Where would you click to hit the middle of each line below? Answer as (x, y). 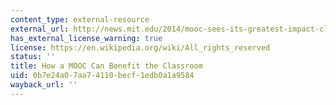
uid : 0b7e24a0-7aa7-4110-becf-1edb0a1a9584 (102, 76)
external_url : (40, 29)
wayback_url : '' (44, 85)
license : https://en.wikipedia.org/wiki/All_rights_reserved (140, 47)
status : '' (33, 57)
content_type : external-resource (80, 19)
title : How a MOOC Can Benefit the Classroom (106, 66)
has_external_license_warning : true (86, 38)
